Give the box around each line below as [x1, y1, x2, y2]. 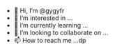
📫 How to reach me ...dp [13, 37, 86, 44]
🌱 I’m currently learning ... [13, 21, 89, 29]
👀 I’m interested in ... [13, 14, 73, 22]
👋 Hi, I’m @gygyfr [13, 7, 65, 14]
